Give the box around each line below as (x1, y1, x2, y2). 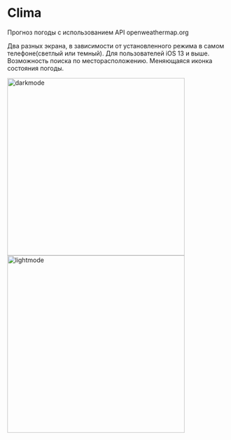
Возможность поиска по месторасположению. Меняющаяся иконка (7, 56, 213, 64)
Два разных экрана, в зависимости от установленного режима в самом (7, 41, 225, 50)
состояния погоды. (7, 64, 64, 72)
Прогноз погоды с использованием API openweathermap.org (7, 28, 189, 36)
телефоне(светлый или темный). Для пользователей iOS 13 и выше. (7, 49, 210, 57)
